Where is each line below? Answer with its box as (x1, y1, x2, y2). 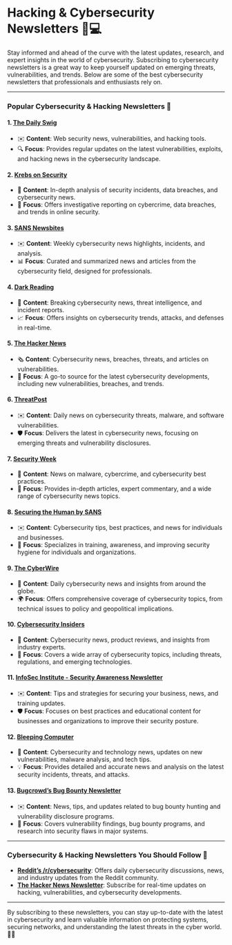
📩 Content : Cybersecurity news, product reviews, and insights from (17, 636, 211, 644)
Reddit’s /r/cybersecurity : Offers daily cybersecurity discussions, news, (17, 866, 224, 875)
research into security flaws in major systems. (17, 827, 148, 835)
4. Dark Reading (7, 283, 54, 292)
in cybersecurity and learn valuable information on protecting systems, (7, 915, 209, 924)
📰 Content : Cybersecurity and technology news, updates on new (17, 748, 203, 756)
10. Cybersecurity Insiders (7, 620, 85, 629)
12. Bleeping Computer (7, 732, 74, 741)
